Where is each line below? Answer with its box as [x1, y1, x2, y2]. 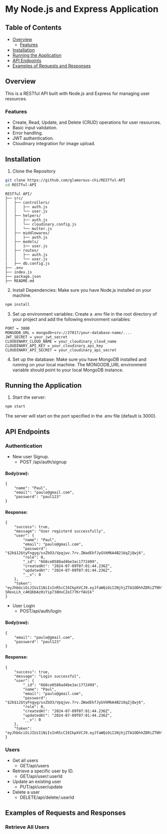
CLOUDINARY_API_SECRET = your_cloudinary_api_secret [5, 347, 117, 352]
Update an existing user [12, 779, 61, 785]
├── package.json [5, 274, 41, 279]
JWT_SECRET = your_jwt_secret [5, 334, 68, 339]
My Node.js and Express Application [5, 3, 159, 15]
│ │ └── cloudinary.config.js [5, 222, 77, 227]
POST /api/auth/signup [19, 459, 67, 465]
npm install [5, 302, 30, 307]
